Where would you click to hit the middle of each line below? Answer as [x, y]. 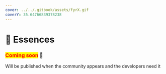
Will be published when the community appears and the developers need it [83, 66]
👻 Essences [30, 40]
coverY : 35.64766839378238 [33, 15]
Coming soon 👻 [24, 55]
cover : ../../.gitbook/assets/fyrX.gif [47, 10]
